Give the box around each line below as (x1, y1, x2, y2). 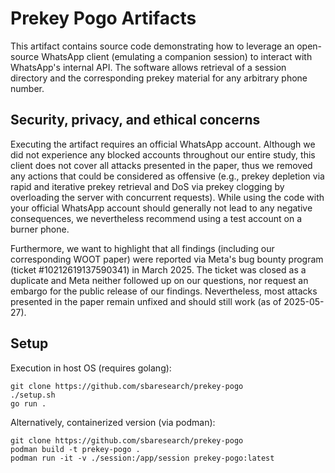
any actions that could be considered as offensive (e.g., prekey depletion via (10, 170, 325, 182)
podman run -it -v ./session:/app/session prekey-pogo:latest (10, 453, 275, 463)
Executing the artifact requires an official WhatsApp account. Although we (10, 138, 316, 150)
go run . (10, 398, 47, 409)
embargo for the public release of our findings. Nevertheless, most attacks (10, 285, 318, 297)
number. (10, 82, 45, 94)
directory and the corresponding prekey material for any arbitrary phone (10, 72, 308, 84)
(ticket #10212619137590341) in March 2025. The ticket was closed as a (10, 263, 307, 276)
